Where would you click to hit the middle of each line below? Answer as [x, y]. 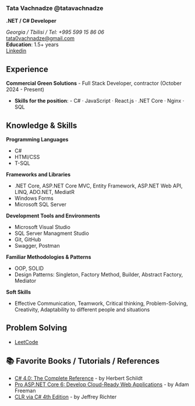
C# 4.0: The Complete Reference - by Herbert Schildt [79, 378]
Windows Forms [34, 198]
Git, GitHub [28, 239]
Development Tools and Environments [53, 216]
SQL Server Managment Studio [52, 233]
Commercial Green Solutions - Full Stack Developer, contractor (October [94, 84]
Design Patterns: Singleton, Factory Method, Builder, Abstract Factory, [99, 274]
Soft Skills [18, 292]
